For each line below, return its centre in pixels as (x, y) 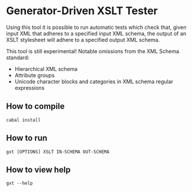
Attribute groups (35, 75)
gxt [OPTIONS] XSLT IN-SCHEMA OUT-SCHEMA (58, 152)
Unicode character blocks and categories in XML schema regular (94, 82)
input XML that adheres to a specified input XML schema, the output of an (96, 33)
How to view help (38, 170)
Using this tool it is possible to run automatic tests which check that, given (96, 27)
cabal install (24, 120)
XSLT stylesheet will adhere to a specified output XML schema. (83, 40)
